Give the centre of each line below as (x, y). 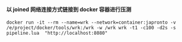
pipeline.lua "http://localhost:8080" (57, 33)
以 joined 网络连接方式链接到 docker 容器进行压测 (69, 9)
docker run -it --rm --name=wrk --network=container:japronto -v (91, 23)
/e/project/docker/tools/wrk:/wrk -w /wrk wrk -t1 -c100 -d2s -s (91, 28)
